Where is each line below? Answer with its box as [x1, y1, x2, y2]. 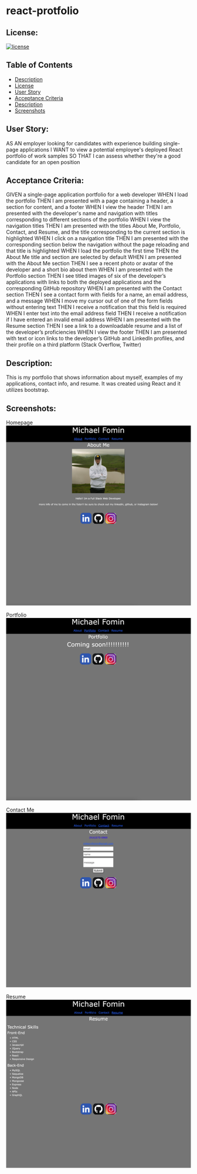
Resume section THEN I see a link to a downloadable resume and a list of [6, 322, 183, 330]
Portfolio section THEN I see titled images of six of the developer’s [6, 272, 166, 280]
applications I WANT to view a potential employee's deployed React [19, 146, 183, 153]
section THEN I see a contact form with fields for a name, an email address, [6, 291, 189, 298]
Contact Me [6, 806, 35, 813]
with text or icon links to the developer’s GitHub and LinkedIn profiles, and [6, 335, 185, 342]
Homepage [6, 419, 33, 426]
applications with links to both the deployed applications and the [6, 278, 162, 286]
